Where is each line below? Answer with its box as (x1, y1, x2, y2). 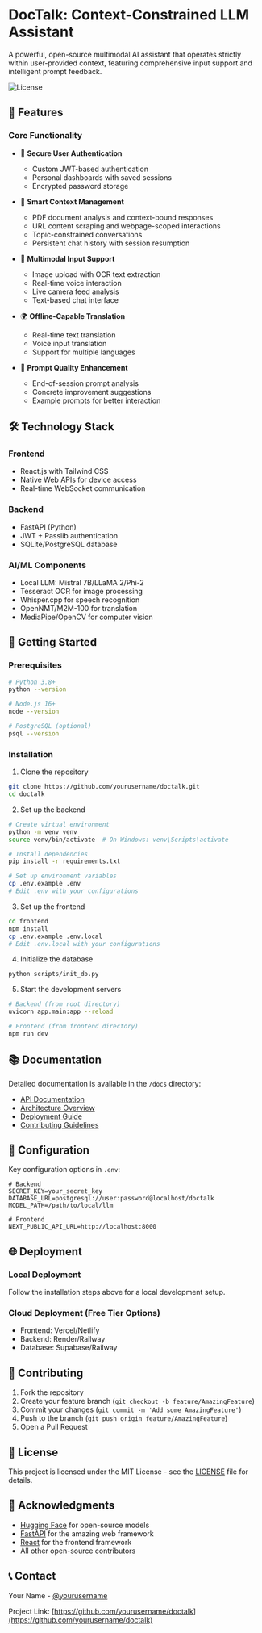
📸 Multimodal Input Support (19, 253, 115, 263)
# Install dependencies (8, 850, 89, 858)
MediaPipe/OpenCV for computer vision (19, 612, 153, 622)
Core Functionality (8, 130, 83, 141)
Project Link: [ (8, 1606, 55, 1616)
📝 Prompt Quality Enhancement (19, 362, 128, 372)
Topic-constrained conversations (31, 229, 143, 239)
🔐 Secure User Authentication (19, 148, 123, 158)
